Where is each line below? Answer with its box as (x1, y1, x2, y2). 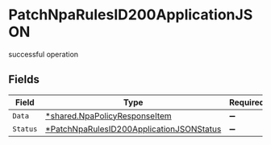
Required (228, 97, 265, 108)
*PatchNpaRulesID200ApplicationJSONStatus (45, 123, 222, 135)
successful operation (8, 49, 79, 59)
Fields (8, 72, 40, 86)
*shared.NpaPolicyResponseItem (45, 110, 172, 122)
